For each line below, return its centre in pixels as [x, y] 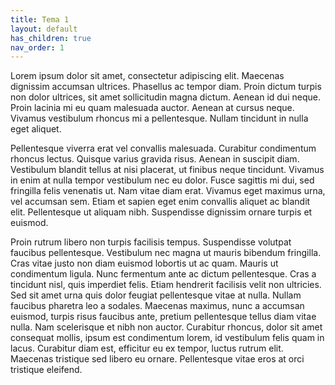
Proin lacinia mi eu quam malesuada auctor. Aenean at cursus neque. [152, 108]
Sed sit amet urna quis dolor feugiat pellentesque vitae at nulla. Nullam [156, 295]
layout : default [44, 29]
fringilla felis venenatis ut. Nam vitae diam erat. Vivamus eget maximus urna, [168, 191]
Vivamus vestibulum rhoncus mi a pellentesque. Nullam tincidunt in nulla [159, 118]
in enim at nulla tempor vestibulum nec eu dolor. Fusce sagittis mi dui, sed [162, 180]
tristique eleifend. [46, 370]
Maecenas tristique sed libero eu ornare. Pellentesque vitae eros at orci [157, 359]
